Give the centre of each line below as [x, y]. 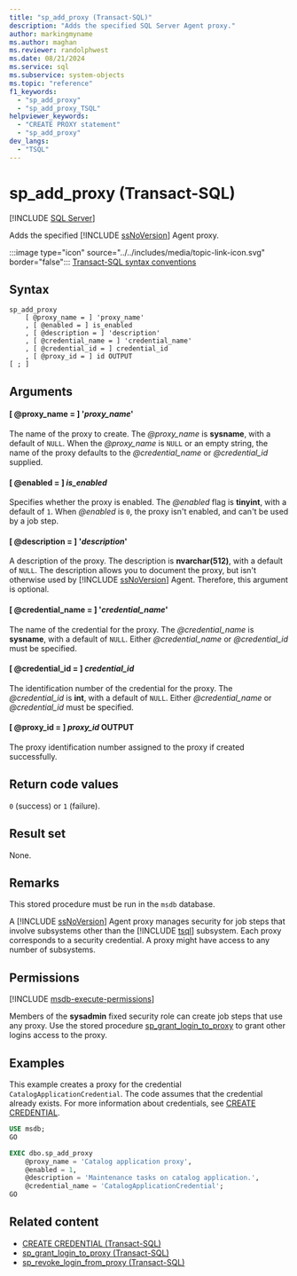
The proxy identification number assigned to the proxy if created [127, 747]
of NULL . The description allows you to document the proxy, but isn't [133, 571]
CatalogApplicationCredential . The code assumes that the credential [136, 1094]
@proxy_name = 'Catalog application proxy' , [109, 1162]
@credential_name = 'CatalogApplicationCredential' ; [125, 1186]
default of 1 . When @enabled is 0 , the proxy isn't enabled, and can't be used [149, 512]
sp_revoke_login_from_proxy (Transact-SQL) [103, 1262]
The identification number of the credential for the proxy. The [121, 688]
